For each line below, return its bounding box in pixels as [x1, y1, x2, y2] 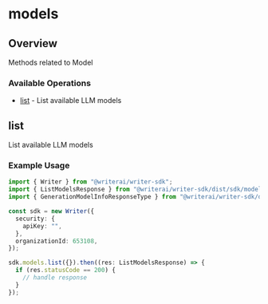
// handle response [22, 274, 88, 282]
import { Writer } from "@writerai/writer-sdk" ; [8, 178, 173, 186]
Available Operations [8, 77, 92, 89]
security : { [15, 215, 56, 223]
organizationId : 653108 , [15, 237, 98, 245]
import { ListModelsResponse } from [8, 185, 130, 194]
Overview [8, 37, 58, 50]
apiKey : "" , [22, 222, 62, 230]
